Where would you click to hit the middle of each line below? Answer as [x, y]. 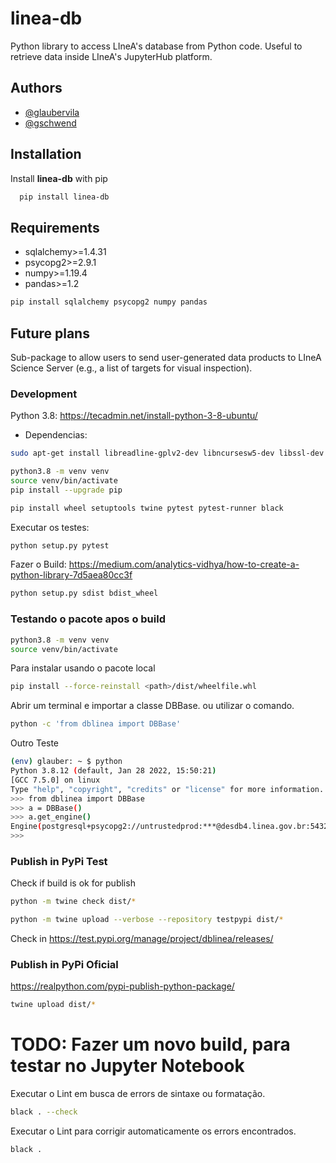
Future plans [50, 333]
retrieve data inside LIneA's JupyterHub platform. [111, 56]
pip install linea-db [64, 197]
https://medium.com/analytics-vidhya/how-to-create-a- [184, 564]
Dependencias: [56, 435]
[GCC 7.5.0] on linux [55, 780]
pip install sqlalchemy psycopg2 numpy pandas [109, 302]
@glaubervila [52, 112]
